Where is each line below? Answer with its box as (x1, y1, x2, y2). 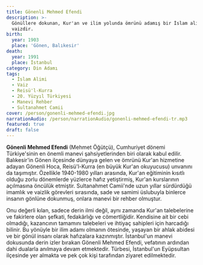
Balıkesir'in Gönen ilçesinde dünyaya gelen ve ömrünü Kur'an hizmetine (6, 157, 185, 163)
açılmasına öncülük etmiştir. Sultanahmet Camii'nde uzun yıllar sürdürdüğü (6, 182, 192, 189)
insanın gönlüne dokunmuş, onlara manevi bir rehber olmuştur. (6, 195, 162, 202)
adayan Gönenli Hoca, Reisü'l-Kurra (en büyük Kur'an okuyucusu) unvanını (6, 163, 193, 170)
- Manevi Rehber (11, 99, 53, 105)
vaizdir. (11, 25, 34, 32)
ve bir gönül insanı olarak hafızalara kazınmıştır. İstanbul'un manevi (6, 232, 173, 240)
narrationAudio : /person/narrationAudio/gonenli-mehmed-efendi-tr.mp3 (6, 116, 188, 122)
